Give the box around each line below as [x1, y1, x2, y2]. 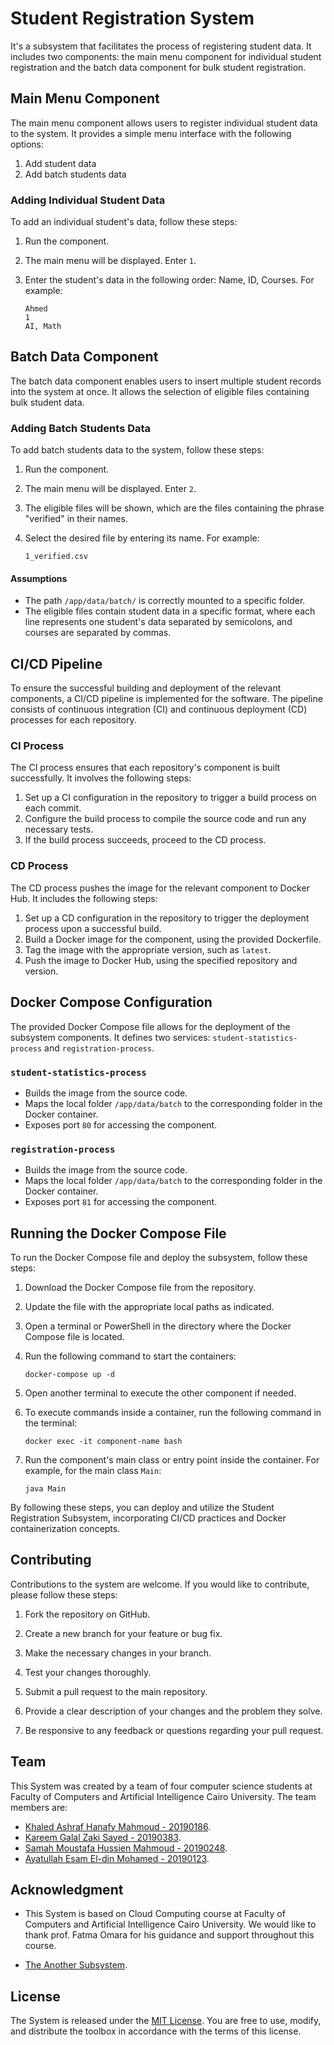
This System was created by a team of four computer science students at [10, 1780, 313, 1792]
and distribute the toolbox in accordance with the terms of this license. [10, 2025, 302, 2037]
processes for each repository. [10, 714, 137, 726]
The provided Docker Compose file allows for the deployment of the [10, 1020, 291, 1032]
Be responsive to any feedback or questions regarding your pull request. [24, 1724, 324, 1736]
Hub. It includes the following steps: [10, 892, 158, 904]
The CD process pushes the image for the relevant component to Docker [10, 882, 310, 894]
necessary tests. [24, 823, 94, 836]
